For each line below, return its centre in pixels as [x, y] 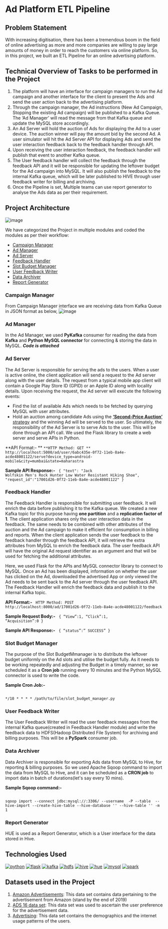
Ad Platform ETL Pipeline [57, 9]
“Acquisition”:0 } [24, 621]
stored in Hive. [20, 839]
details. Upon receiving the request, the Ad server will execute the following [83, 391]
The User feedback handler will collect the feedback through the [79, 160]
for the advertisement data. [40, 910]
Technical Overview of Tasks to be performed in [82, 71]
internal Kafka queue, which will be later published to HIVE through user [86, 176]
